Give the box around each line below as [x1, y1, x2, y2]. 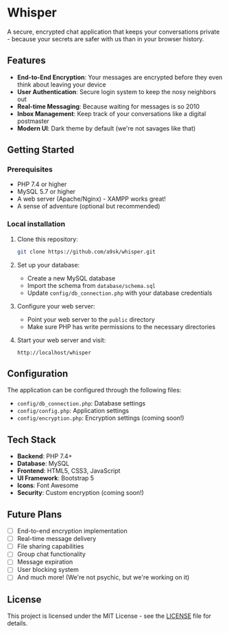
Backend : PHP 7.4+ [16, 452, 73, 460]
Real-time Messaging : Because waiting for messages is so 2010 [16, 102, 200, 111]
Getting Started [7, 144, 75, 156]
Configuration [7, 368, 69, 379]
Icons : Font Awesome [16, 481, 79, 489]
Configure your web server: [16, 302, 95, 310]
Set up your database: [16, 260, 80, 269]
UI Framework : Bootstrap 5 [16, 474, 95, 482]
